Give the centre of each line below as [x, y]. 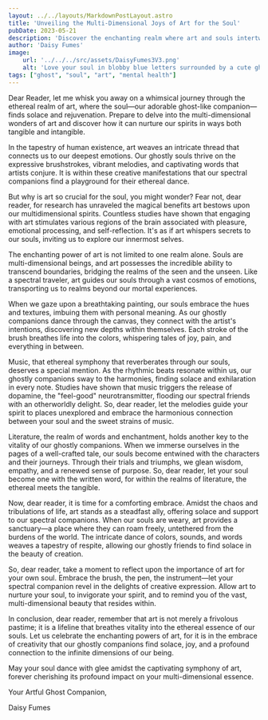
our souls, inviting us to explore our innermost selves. [96, 239]
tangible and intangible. [47, 132]
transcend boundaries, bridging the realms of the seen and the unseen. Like [133, 271]
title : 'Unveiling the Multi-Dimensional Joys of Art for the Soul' [124, 23]
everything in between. [46, 346]
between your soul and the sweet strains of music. [91, 421]
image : [19, 53]
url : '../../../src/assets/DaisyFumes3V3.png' [101, 61]
